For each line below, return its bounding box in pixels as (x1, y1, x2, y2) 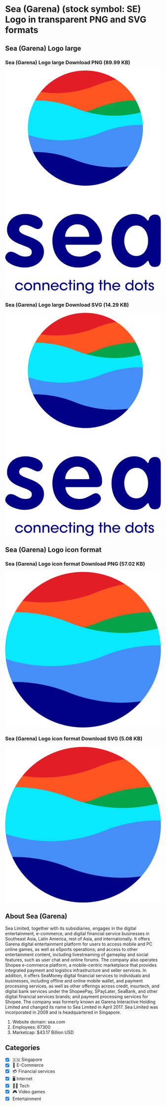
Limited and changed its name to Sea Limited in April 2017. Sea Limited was (5, 1004, 159, 1010)
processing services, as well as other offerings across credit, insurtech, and (5, 983, 160, 989)
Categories (5, 1043, 41, 1052)
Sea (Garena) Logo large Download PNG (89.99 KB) (5, 59, 130, 66)
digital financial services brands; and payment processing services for (5, 993, 148, 999)
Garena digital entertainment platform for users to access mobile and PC (5, 941, 153, 947)
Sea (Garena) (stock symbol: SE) (5, 3, 141, 15)
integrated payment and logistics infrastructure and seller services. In (5, 967, 147, 973)
